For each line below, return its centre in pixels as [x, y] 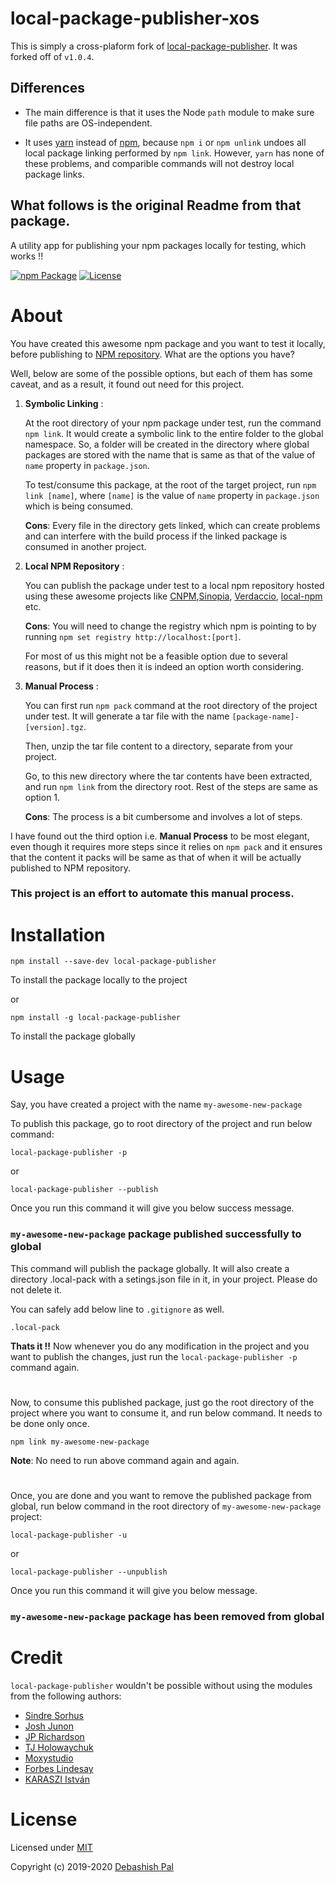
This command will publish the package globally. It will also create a [150, 1268]
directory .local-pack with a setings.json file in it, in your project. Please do [164, 1279]
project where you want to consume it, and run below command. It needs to [166, 1413]
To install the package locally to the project [99, 980]
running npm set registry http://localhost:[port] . [133, 636]
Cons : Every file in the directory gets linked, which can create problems [172, 525]
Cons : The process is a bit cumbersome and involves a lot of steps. [163, 816]
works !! [27, 256]
